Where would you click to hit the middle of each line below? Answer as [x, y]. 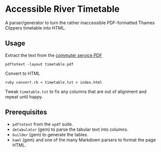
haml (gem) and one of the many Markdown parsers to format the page [84, 140]
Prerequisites [26, 112]
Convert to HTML [23, 73]
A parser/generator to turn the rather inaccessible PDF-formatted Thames [80, 23]
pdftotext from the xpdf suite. [43, 124]
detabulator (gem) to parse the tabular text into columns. [70, 129]
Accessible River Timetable [62, 9]
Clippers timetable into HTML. [35, 28]
